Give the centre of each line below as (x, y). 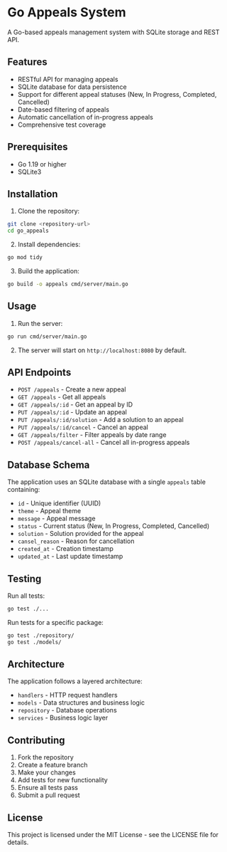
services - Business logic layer (63, 718)
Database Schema (49, 464)
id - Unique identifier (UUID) (59, 503)
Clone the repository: (49, 211)
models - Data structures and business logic (81, 703)
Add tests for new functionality (62, 780)
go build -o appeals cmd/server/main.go (68, 284)
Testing (24, 578)
